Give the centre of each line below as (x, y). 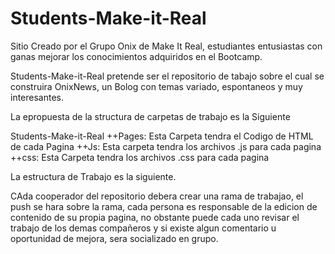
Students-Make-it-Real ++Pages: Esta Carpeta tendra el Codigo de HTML (162, 136)
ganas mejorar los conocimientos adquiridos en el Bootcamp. (136, 56)
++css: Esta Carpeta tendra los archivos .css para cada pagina (140, 157)
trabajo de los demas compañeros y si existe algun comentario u (143, 228)
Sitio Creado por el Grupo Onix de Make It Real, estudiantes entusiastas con (166, 46)
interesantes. (37, 97)
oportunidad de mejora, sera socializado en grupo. (114, 238)
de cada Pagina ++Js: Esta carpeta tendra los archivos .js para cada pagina (166, 146)
